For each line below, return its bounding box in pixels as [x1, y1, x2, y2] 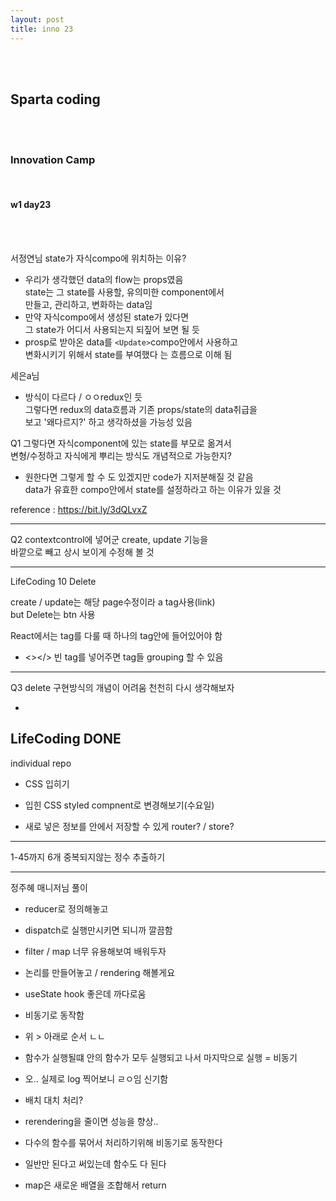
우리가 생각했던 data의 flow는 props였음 [24, 273, 184, 285]
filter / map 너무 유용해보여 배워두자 [24, 945, 167, 957]
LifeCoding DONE [10, 731, 122, 748]
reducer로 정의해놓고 [24, 902, 109, 915]
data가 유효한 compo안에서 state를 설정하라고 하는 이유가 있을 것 [24, 483, 282, 495]
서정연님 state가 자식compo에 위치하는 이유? [10, 252, 187, 264]
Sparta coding [10, 91, 101, 108]
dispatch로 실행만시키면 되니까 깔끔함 [24, 924, 173, 936]
